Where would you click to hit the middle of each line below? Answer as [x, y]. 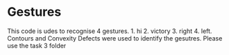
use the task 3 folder [37, 45]
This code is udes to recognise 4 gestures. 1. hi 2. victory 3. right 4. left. [110, 31]
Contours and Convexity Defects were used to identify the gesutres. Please [115, 38]
